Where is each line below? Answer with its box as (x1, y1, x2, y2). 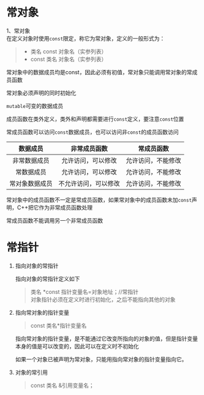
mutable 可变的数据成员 (6, 102, 64, 109)
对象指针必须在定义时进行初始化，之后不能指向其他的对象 (30, 296, 176, 303)
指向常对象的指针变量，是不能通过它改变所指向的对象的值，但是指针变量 (15, 335, 198, 342)
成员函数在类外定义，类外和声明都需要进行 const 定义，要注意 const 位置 (6, 115, 184, 123)
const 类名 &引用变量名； (30, 382, 95, 389)
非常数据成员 (12, 156, 50, 164)
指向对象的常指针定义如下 (15, 275, 80, 282)
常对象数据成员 (9, 179, 53, 188)
